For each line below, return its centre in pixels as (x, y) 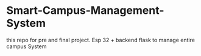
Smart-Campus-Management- (85, 11)
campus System (26, 46)
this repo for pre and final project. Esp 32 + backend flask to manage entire (100, 40)
